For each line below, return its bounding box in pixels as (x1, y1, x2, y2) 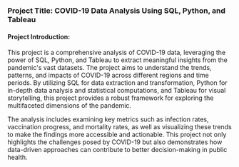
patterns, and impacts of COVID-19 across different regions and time (7, 71, 209, 80)
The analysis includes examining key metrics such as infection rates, (7, 115, 209, 123)
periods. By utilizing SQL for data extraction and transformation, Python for (7, 79, 228, 87)
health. (7, 153, 28, 162)
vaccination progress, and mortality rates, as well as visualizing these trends (7, 123, 232, 131)
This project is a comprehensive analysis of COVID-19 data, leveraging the (7, 49, 226, 57)
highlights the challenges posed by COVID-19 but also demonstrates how (7, 138, 223, 146)
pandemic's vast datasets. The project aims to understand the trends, (7, 64, 212, 72)
